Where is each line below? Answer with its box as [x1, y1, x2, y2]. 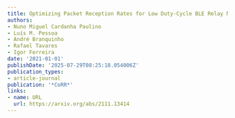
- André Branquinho [7, 36, 64, 43]
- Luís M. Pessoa [7, 29, 58, 37]
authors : [7, 17, 33, 24]
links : [7, 87, 27, 94]
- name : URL [7, 94, 42, 101]
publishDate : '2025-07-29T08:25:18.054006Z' [7, 62, 139, 69]
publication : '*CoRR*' [7, 81, 73, 88]
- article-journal [7, 74, 61, 82]
